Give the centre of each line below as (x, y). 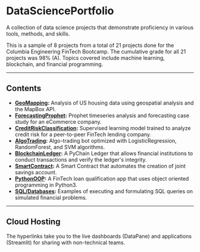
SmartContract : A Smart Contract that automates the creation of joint (100, 166)
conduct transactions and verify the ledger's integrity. (81, 159)
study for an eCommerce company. (58, 122)
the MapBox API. (35, 109)
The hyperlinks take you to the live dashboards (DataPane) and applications (99, 236)
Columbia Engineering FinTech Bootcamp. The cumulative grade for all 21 (96, 51)
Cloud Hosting (33, 222)
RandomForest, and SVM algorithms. (60, 147)
